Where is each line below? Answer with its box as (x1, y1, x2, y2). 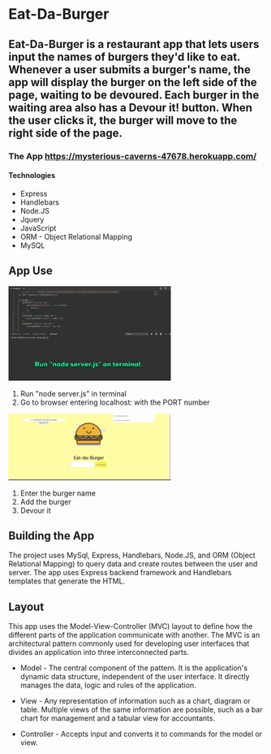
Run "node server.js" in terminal (19, 388, 127, 398)
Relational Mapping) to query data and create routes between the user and (8, 559, 258, 569)
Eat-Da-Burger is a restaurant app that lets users (8, 37, 260, 51)
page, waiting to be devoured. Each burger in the (8, 88, 260, 102)
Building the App (8, 529, 95, 543)
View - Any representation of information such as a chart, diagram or (19, 696, 251, 706)
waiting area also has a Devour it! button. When (8, 101, 253, 115)
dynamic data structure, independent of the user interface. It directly (19, 672, 250, 682)
